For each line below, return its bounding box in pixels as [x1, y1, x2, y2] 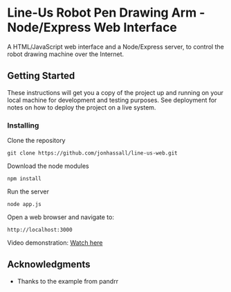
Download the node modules [7, 162, 90, 171]
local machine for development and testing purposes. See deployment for [7, 96, 217, 104]
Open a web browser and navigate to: [7, 213, 114, 221]
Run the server [7, 187, 50, 196]
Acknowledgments [7, 259, 91, 270]
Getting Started [7, 70, 75, 82]
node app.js [7, 201, 41, 208]
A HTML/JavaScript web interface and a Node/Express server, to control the [7, 42, 225, 51]
